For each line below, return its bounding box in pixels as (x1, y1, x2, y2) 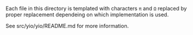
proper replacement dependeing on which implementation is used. (5, 11, 169, 18)
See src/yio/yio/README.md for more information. (5, 23, 129, 29)
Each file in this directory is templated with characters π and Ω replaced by (5, 5, 187, 12)
